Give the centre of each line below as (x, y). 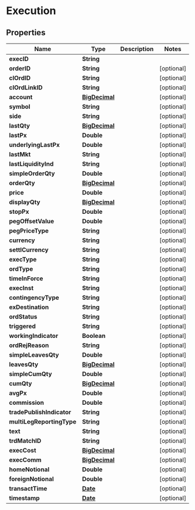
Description (137, 49)
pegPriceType (29, 231)
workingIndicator (34, 336)
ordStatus (23, 317)
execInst (21, 288)
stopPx (19, 212)
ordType (21, 269)
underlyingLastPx (34, 145)
